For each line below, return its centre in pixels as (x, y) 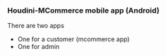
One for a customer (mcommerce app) (73, 39)
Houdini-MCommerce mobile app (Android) (84, 10)
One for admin (38, 47)
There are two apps (36, 26)
